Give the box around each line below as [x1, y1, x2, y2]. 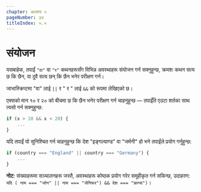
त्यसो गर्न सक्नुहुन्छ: [6, 104, 43, 111]
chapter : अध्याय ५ [6, 8, 47, 15]
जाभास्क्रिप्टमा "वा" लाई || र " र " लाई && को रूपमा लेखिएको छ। [6, 85, 134, 92]
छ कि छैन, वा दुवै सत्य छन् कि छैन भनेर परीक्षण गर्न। [6, 73, 105, 80]
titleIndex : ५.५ [6, 20, 47, 26]
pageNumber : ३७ [6, 14, 44, 20]
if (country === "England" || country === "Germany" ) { [6, 150, 149, 156]
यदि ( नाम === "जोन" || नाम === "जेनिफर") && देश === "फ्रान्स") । [6, 179, 152, 186]
